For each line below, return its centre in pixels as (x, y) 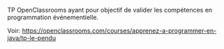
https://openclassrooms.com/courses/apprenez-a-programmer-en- (119, 31)
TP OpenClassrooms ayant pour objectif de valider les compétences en (110, 10)
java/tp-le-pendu (32, 38)
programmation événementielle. (53, 17)
